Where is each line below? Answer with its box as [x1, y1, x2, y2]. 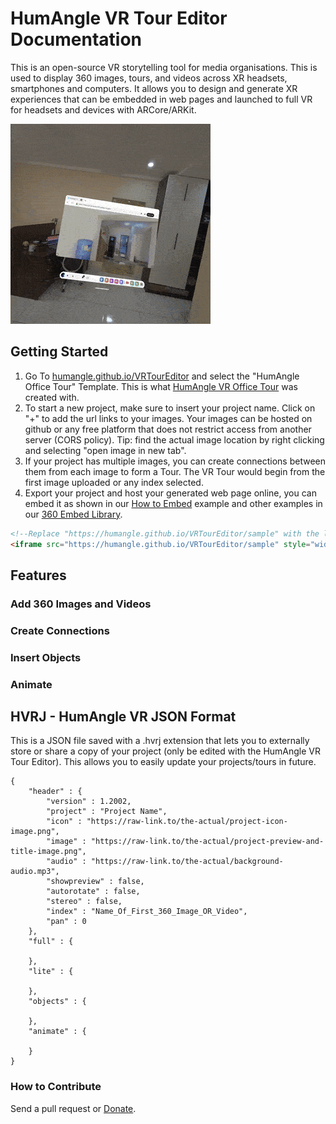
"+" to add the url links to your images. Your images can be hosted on [24, 412, 313, 424]
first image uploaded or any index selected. [24, 476, 204, 488]
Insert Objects [10, 650, 82, 664]
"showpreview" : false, [46, 877, 145, 887]
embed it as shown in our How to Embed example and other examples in [24, 497, 323, 509]
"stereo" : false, [46, 897, 123, 907]
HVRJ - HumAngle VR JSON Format [10, 708, 237, 725]
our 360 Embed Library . [24, 508, 123, 520]
